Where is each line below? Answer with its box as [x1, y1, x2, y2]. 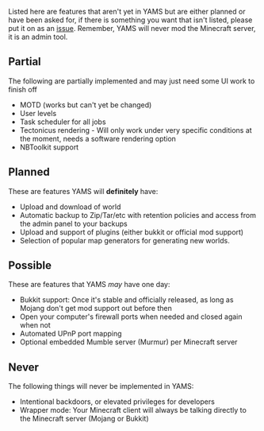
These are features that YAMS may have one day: [8, 280, 170, 289]
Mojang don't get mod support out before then [19, 304, 173, 313]
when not [19, 320, 52, 330]
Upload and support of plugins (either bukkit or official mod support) [19, 227, 244, 237]
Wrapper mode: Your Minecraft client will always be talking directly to [19, 406, 247, 415]
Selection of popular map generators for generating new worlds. [19, 235, 230, 245]
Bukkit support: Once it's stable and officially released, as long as [19, 295, 234, 305]
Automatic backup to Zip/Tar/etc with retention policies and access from [19, 210, 256, 219]
